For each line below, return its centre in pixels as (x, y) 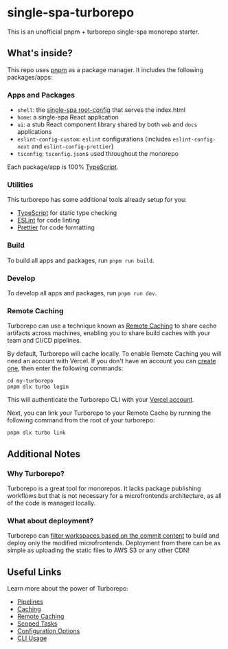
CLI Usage (32, 638)
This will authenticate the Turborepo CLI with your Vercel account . (101, 400)
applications (34, 132)
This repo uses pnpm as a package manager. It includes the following (105, 69)
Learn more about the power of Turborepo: (68, 589)
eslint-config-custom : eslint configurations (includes (94, 139)
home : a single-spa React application (68, 117)
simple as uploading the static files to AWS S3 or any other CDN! (99, 550)
